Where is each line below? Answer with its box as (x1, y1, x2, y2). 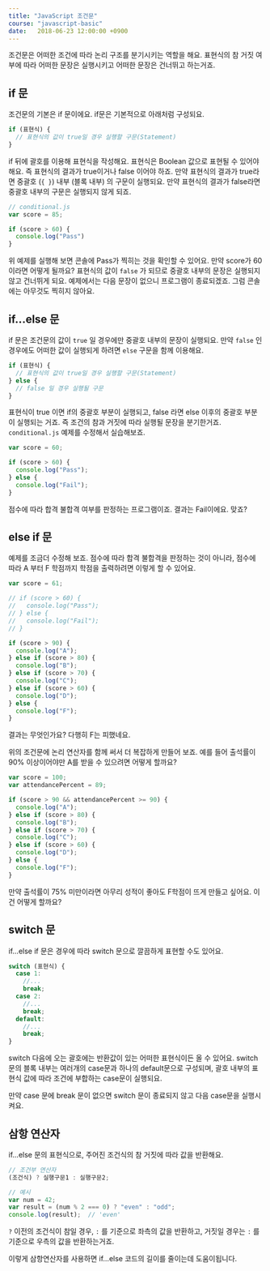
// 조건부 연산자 (8, 1166, 57, 1174)
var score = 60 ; (8, 443, 63, 452)
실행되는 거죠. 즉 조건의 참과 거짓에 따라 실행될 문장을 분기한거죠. (16, 417, 221, 427)
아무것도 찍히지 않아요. (23, 286, 95, 296)
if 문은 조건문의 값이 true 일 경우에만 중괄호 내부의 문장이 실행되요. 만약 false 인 (8, 336, 263, 344)
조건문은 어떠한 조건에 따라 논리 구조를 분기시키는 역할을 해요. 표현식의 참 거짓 (8, 50, 255, 60)
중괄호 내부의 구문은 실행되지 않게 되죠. (8, 186, 132, 196)
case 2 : (15, 992, 42, 1000)
